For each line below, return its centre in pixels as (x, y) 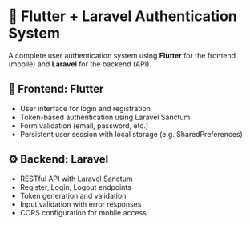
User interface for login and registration (85, 108)
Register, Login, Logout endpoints (76, 187)
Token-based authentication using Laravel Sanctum (105, 117)
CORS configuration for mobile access (83, 212)
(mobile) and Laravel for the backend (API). (80, 64)
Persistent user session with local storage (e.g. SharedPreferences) (131, 134)
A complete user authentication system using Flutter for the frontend (122, 55)
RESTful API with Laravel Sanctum (76, 179)
